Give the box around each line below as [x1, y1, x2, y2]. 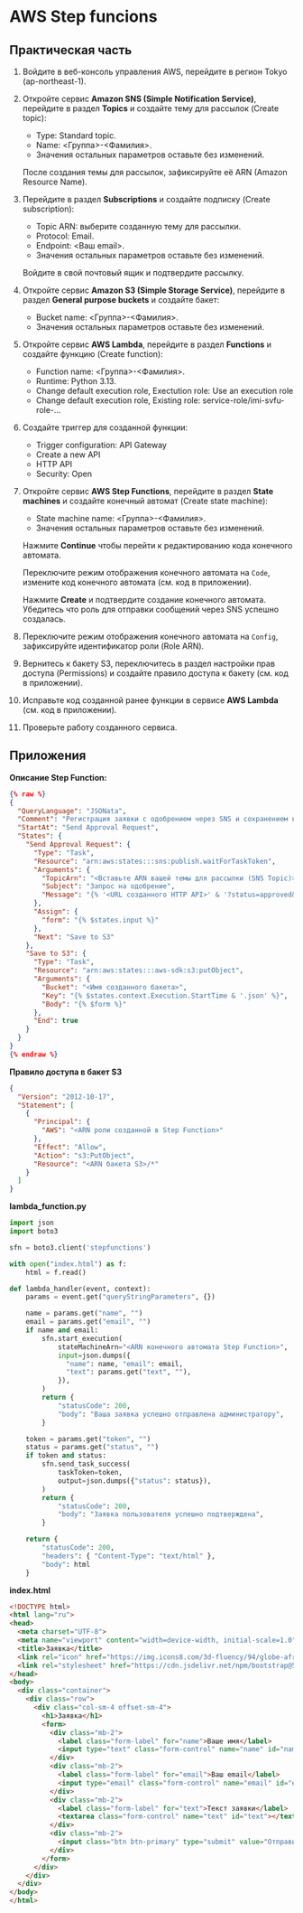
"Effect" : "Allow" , [32, 1142, 106, 1151]
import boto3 [9, 1227, 59, 1236]
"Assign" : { [32, 907, 78, 916]
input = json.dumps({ [57, 1351, 131, 1360]
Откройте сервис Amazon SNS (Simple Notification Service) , [22, 93, 257, 104]
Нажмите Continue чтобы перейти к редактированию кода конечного [22, 540, 293, 550]
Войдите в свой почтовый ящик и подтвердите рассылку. [22, 267, 244, 277]
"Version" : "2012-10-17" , [17, 1092, 115, 1102]
